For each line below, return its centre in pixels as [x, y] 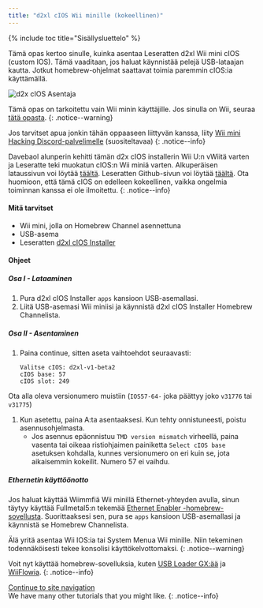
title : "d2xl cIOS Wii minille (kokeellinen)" [86, 15]
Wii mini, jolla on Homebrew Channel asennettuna [100, 225]
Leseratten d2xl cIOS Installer [67, 242]
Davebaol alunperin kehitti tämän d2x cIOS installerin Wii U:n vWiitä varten [129, 156]
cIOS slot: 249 [44, 381]
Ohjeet [20, 261]
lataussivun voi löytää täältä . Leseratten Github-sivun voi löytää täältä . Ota [129, 173]
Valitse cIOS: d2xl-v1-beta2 [67, 368]
